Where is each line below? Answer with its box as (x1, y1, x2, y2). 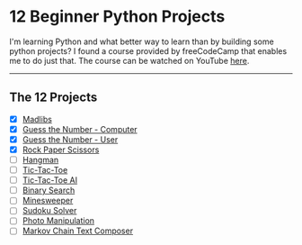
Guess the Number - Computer (22, 123, 138, 134)
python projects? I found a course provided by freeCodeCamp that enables (9, 45, 288, 56)
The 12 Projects (9, 90, 98, 105)
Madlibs (22, 113, 52, 124)
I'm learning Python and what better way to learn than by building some (9, 36, 274, 47)
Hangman (22, 155, 59, 165)
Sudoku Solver (22, 205, 77, 216)
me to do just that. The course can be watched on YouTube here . (9, 55, 250, 66)
